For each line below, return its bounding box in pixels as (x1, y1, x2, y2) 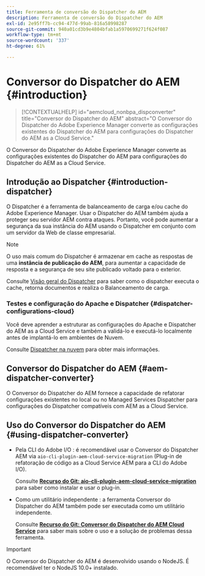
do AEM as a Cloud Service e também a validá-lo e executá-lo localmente (6, 327, 192, 335)
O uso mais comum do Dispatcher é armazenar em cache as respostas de (6, 252, 193, 260)
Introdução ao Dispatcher (6, 177, 106, 188)
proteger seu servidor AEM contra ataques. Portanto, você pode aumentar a (6, 216, 199, 223)
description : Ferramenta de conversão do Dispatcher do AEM (6, 15, 163, 21)
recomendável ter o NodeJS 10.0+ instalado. (6, 564, 119, 571)
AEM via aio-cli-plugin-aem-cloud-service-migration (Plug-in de (15, 452, 182, 460)
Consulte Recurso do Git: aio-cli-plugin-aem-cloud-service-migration (15, 477, 197, 485)
